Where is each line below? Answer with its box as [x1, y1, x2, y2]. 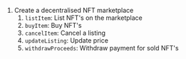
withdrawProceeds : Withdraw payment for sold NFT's [24, 44, 180, 52]
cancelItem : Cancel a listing [24, 28, 105, 37]
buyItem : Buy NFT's [24, 21, 82, 29]
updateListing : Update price [24, 36, 109, 45]
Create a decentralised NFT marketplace [14, 6, 134, 14]
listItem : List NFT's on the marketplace [24, 14, 143, 22]
